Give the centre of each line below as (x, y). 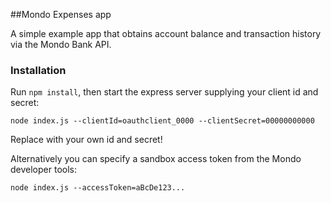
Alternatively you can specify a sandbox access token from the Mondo (156, 159)
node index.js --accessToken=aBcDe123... (98, 188)
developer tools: (43, 170)
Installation (38, 70)
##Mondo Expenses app (61, 14)
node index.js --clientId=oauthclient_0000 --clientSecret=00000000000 (162, 121)
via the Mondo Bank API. (61, 44)
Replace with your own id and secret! (86, 140)
